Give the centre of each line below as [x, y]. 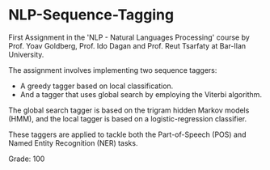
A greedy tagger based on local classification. [97, 86]
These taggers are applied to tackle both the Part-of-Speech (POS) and [127, 134]
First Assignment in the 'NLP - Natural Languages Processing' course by [129, 37]
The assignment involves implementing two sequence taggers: [113, 70]
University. [26, 54]
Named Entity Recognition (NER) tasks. [73, 142]
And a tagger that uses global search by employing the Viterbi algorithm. [141, 94]
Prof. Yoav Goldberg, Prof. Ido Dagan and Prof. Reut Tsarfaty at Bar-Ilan [127, 45]
